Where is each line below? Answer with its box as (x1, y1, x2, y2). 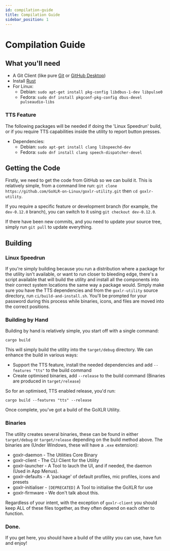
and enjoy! (5, 540, 27, 546)
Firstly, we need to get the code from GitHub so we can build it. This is (5, 177, 152, 183)
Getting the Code (5, 164, 60, 173)
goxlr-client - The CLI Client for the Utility (12, 457, 99, 463)
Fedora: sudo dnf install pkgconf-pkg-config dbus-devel (20, 94, 142, 100)
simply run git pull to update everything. (5, 224, 93, 230)
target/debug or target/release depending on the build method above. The (5, 436, 163, 443)
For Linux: (12, 84, 34, 90)
